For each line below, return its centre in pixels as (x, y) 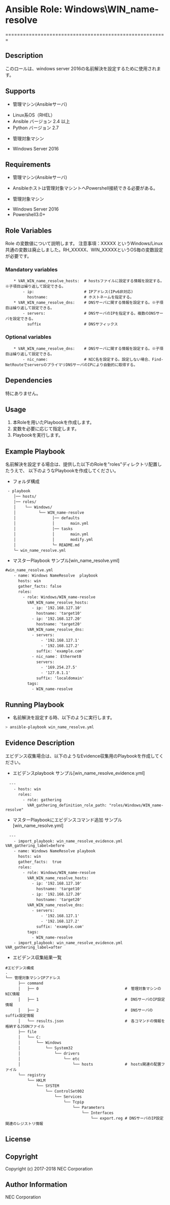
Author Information (36, 1185)
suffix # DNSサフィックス (73, 324)
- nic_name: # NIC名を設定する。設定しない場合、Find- (93, 359)
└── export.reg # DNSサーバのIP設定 (127, 1118)
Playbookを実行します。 (38, 435)
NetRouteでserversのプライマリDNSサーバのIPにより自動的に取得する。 (72, 365)
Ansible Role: (34, 9)
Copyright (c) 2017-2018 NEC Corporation (49, 1168)
